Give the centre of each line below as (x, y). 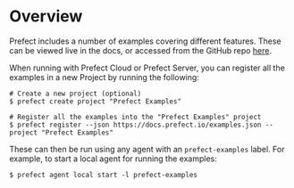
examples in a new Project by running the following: (104, 77)
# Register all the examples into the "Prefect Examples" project (135, 117)
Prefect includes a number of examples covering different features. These (145, 41)
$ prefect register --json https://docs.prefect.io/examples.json (135, 125)
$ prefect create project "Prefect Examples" (95, 101)
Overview (46, 16)
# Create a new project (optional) (76, 94)
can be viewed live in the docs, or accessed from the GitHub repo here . (141, 50)
